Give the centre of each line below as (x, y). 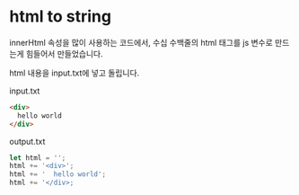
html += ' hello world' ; (57, 174)
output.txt (27, 141)
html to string (61, 17)
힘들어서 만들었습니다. (64, 53)
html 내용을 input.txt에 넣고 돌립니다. (75, 73)
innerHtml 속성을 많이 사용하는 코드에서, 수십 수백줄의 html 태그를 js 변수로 (141, 42)
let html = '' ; (38, 158)
